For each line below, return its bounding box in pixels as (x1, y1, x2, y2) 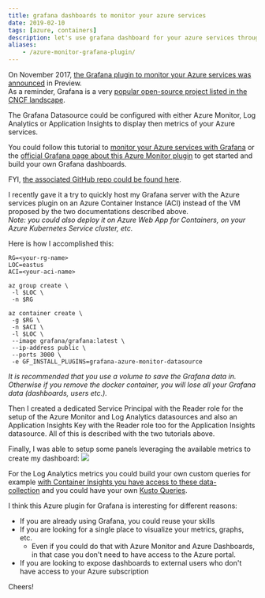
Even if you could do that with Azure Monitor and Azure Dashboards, (31, 542, 255, 551)
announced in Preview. (8, 78, 83, 88)
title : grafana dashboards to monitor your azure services (8, 11, 207, 20)
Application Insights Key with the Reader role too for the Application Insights (8, 420, 256, 430)
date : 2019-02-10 (8, 19, 65, 27)
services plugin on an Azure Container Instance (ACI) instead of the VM (8, 198, 241, 208)
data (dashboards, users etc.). (8, 389, 108, 397)
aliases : (8, 41, 37, 49)
